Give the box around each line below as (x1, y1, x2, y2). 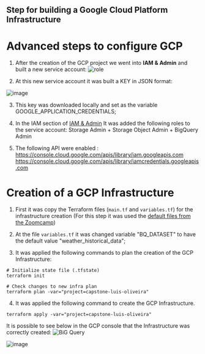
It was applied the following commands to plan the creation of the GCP (15, 249, 194, 257)
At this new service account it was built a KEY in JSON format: (15, 78, 173, 85)
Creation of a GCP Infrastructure (6, 186, 174, 200)
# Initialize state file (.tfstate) (6, 268, 100, 274)
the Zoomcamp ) (15, 219, 56, 226)
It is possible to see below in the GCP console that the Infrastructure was (6, 322, 190, 330)
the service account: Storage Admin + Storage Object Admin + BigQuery (15, 126, 199, 134)
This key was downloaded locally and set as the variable (15, 101, 158, 109)
